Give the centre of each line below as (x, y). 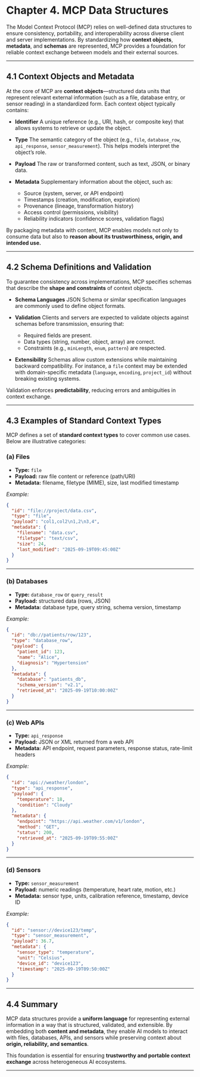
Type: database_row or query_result (59, 594)
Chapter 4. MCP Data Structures (87, 10)
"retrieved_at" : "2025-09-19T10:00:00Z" (68, 691)
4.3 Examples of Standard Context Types (84, 420)
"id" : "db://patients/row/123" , (52, 635)
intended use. (24, 243)
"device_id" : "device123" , (50, 963)
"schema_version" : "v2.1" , (50, 685)
